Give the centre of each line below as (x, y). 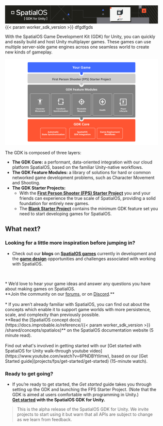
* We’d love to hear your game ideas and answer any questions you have (78, 284)
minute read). (18, 335)
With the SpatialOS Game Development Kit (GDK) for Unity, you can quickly (80, 36)
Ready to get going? (29, 373)
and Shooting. (26, 183)
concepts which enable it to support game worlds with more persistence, (78, 309)
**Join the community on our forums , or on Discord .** (60, 294)
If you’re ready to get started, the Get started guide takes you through (82, 384)
